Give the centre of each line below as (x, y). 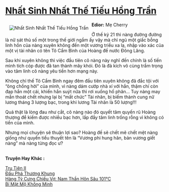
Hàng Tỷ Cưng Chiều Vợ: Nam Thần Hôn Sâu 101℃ (58, 178)
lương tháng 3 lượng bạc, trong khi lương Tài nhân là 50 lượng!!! (71, 102)
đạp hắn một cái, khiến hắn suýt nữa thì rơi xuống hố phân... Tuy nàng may (83, 91)
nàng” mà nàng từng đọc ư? (34, 143)
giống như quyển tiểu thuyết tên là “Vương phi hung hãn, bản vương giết (80, 138)
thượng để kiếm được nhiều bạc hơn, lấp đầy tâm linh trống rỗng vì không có (84, 117)
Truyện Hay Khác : (25, 158)
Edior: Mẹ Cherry (110, 25)
